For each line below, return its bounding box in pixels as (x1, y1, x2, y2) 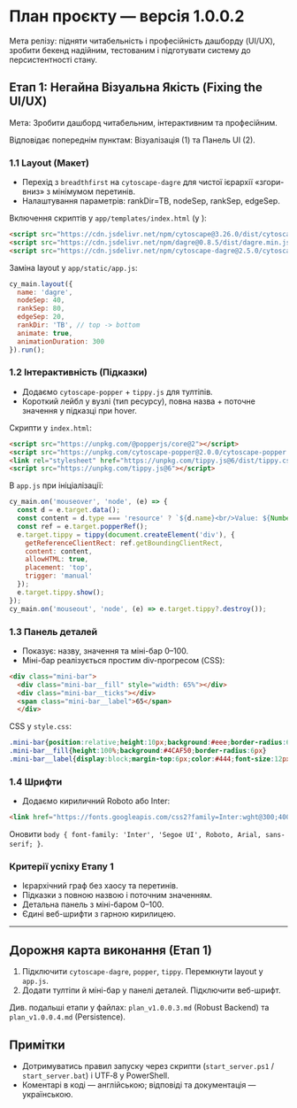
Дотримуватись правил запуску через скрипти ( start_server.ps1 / (21, 1060, 275, 1071)
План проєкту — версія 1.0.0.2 (9, 6, 245, 27)
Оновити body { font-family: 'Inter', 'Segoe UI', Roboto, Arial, (9, 829, 263, 840)
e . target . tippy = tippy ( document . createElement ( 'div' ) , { (17, 530, 236, 539)
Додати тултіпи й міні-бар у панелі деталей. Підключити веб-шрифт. (21, 985, 281, 996)
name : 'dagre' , (17, 288, 73, 297)
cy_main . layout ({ (9, 279, 73, 289)
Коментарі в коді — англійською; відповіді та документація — (21, 1079, 256, 1090)
